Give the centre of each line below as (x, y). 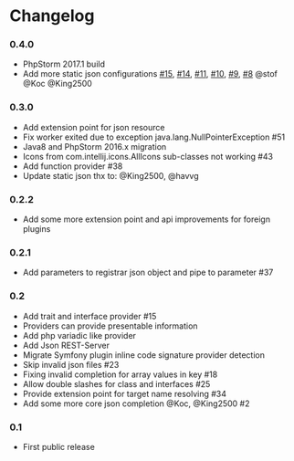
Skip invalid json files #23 (71, 364)
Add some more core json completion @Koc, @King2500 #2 (136, 403)
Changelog (52, 16)
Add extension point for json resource (94, 127)
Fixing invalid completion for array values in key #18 (120, 374)
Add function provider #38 (73, 166)
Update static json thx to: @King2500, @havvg (110, 175)
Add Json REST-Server (66, 345)
